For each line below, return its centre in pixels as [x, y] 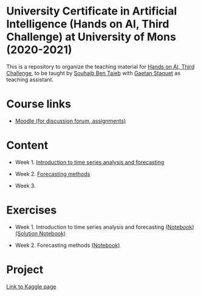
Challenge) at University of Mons [91, 37]
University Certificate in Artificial [92, 11]
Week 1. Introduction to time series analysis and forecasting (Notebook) [104, 227]
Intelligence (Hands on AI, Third [88, 24]
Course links [39, 104]
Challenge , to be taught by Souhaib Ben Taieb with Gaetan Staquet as [94, 73]
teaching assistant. [30, 79]
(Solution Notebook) [40, 233]
